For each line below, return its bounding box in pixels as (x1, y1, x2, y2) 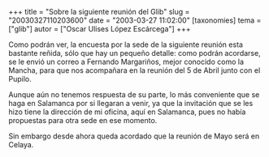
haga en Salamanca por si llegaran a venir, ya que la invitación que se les (8, 99, 254, 108)
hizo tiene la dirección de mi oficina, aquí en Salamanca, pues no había (8, 107, 246, 117)
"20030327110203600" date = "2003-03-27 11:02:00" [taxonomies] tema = (8, 15, 262, 25)
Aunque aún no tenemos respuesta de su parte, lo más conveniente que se (8, 90, 260, 100)
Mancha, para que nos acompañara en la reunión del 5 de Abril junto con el (8, 66, 261, 75)
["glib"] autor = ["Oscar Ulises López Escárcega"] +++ (8, 24, 191, 33)
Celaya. (8, 140, 34, 149)
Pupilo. (8, 74, 33, 83)
